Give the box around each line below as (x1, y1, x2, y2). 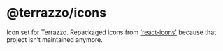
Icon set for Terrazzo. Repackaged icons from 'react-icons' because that (6, 28, 217, 36)
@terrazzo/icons (6, 5, 106, 21)
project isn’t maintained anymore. (6, 35, 103, 43)
